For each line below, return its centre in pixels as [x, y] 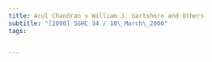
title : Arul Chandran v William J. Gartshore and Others [106, 16]
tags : [17, 31]
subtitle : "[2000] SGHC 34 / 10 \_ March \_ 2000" [88, 23]
